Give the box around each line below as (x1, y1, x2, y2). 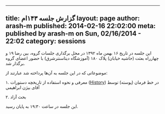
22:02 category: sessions (5, 37, 86, 45)
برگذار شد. (5, 60, 25, 66)
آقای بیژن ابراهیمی (5, 84, 40, 90)
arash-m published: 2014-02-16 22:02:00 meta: (5, 22, 156, 30)
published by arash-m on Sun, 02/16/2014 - (5, 30, 141, 38)
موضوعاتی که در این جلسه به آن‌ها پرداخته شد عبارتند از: (5, 70, 108, 76)
